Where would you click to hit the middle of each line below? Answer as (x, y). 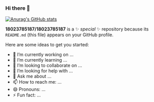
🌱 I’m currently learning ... (40, 60)
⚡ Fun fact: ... (27, 95)
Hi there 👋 (18, 8)
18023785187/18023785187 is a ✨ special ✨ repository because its (77, 29)
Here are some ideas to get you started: (47, 45)
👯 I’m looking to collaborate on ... (47, 65)
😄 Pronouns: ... (29, 89)
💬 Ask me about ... (32, 76)
